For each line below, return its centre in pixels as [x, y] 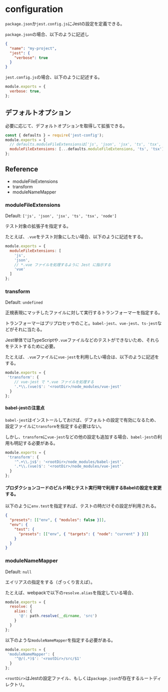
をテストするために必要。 [31, 346]
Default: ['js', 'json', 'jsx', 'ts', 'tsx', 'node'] [61, 216]
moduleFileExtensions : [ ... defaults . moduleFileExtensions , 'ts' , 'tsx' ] [87, 149]
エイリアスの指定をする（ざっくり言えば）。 [50, 582]
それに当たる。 [29, 330]
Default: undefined [24, 302]
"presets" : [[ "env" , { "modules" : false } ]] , [58, 520]
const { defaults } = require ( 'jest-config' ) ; [54, 135]
